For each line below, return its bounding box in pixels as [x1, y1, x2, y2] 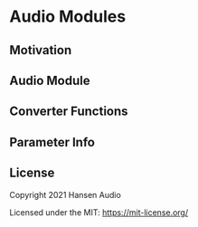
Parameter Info [9, 134, 95, 150]
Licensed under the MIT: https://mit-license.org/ [9, 206, 188, 218]
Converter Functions [9, 104, 128, 119]
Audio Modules [9, 6, 127, 27]
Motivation [9, 43, 72, 58]
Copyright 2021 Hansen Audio [9, 189, 122, 200]
